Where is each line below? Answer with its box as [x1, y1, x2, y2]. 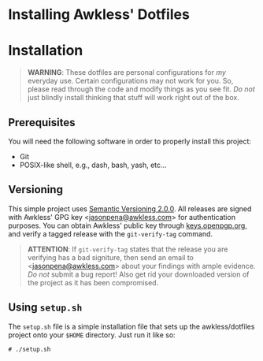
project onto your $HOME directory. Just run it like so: [8, 329, 176, 340]
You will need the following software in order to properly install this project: [8, 136, 252, 146]
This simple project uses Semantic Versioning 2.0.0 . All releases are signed [8, 203, 252, 214]
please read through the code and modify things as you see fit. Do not [27, 84, 256, 94]
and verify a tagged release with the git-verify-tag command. [8, 229, 213, 238]
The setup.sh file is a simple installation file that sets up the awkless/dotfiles [8, 322, 255, 331]
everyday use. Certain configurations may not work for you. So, [27, 76, 234, 86]
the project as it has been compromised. [27, 277, 159, 287]
